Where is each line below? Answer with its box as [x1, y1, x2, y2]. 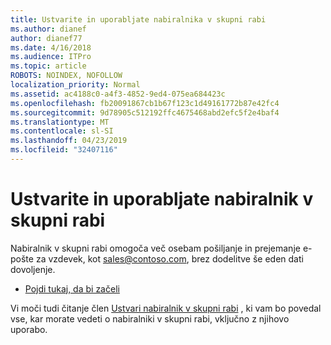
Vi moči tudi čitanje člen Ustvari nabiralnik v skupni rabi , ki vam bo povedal [10, 302, 322, 314]
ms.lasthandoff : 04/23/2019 [10, 136, 128, 146]
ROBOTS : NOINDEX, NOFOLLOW [10, 71, 123, 81]
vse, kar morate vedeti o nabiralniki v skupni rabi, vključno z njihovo [10, 312, 290, 325]
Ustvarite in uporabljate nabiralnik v [10, 188, 314, 211]
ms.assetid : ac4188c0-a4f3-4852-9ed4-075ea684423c [10, 89, 226, 99]
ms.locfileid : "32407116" [10, 145, 118, 155]
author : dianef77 [10, 33, 83, 43]
